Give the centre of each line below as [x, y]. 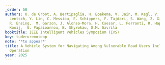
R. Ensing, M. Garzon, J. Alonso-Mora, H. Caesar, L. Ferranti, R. [81, 23]
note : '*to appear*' [26, 42]
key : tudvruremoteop [26, 37]
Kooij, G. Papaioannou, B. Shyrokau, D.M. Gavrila [64, 28]
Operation [19, 50]
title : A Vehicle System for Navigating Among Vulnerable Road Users [78, 46]
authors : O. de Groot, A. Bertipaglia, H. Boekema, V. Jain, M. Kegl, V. [82, 14]
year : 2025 [16, 55]
